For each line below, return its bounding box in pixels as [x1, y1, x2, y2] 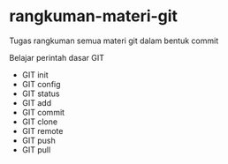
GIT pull [21, 144, 51, 155]
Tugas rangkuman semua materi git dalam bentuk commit [9, 35, 219, 46]
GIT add [21, 97, 51, 108]
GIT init [21, 69, 49, 80]
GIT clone [21, 116, 58, 127]
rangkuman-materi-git [9, 6, 179, 26]
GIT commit [21, 107, 65, 117]
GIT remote [21, 125, 64, 136]
